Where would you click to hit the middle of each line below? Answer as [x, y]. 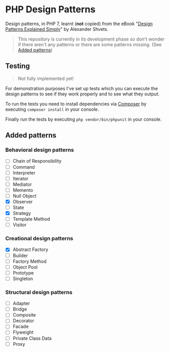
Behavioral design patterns [40, 150]
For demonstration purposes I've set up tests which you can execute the [82, 88]
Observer [23, 202]
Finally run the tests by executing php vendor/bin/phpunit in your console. [83, 119]
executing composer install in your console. [52, 109]
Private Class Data [32, 338]
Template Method [31, 219]
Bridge [20, 309]
